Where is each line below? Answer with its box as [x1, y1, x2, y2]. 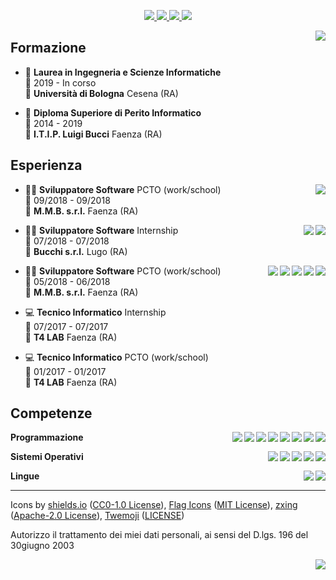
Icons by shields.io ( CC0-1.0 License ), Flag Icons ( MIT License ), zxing [10, 499, 298, 511]
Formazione [10, 40, 87, 57]
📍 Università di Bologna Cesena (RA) [24, 87, 179, 99]
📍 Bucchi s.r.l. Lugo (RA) [24, 245, 128, 257]
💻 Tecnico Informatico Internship [24, 306, 167, 318]
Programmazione [10, 431, 84, 444]
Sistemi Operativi [10, 451, 84, 463]
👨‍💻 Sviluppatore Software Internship [24, 224, 179, 236]
